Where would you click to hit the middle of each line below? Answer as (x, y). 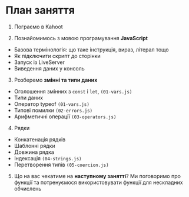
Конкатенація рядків (40, 139)
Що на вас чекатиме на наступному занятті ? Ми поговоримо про (97, 176)
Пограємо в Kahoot (38, 27)
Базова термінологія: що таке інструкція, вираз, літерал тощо (91, 49)
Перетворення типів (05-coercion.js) (62, 164)
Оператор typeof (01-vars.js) (52, 104)
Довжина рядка (34, 152)
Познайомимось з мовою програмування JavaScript (81, 38)
